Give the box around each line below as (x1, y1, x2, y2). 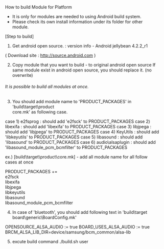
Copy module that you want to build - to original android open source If (12, 62, 156, 68)
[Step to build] (5, 34, 34, 39)
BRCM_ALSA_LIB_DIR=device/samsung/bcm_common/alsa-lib (5, 229, 131, 235)
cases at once (5, 159, 34, 165)
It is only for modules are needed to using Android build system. (12, 14, 141, 19)
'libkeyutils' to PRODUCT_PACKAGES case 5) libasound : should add (5, 134, 143, 140)
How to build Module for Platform (5, 4, 72, 10)
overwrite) (12, 72, 33, 78)
